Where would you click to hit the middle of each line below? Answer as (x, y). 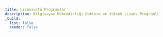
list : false (22, 23)
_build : (13, 18)
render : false (24, 27)
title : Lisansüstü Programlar (36, 9)
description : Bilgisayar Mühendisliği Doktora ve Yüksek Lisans (71, 14)
